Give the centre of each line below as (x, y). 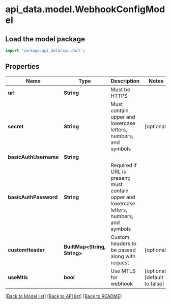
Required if (124, 165)
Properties (22, 66)
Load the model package (45, 39)
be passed (123, 250)
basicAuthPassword (33, 197)
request (120, 262)
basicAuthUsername (33, 157)
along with (123, 256)
